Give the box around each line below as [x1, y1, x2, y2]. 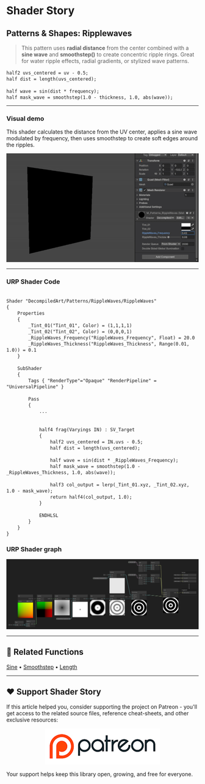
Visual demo [6, 114, 45, 123]
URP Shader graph [6, 545, 62, 554]
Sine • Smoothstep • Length [6, 663, 77, 671]
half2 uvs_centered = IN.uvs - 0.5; [49, 439, 143, 445]
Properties [17, 311, 45, 317]
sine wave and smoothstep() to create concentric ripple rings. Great [21, 51, 195, 58]
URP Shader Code [6, 277, 60, 285]
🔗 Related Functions [6, 647, 84, 657]
